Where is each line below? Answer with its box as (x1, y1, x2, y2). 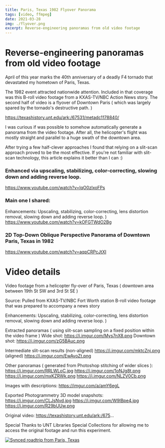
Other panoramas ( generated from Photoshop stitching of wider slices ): (5, 362, 153, 368)
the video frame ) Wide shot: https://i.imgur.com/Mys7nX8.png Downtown (5, 332, 156, 338)
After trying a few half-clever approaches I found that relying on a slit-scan (5, 145, 158, 150)
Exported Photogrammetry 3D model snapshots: (5, 392, 104, 398)
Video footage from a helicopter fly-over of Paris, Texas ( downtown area (5, 283, 154, 289)
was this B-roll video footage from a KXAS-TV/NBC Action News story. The (5, 94, 158, 100)
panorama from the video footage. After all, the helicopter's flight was (5, 130, 147, 136)
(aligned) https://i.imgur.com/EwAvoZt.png (5, 353, 91, 359)
